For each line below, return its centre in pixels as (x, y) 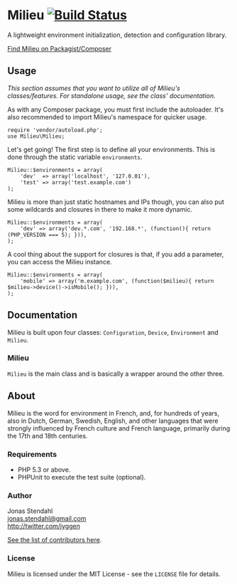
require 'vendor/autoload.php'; (55, 130)
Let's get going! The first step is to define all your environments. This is (111, 149)
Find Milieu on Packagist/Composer (60, 48)
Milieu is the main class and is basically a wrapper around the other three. (116, 374)
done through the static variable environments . (75, 157)
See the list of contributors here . (55, 540)
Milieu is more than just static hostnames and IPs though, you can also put (116, 202)
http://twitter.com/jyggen (44, 526)
